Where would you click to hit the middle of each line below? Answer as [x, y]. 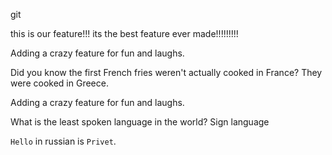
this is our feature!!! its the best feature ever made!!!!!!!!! [124, 33]
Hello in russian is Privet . [63, 141]
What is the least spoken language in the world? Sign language [140, 122]
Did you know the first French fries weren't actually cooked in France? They [166, 72]
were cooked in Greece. [59, 83]
